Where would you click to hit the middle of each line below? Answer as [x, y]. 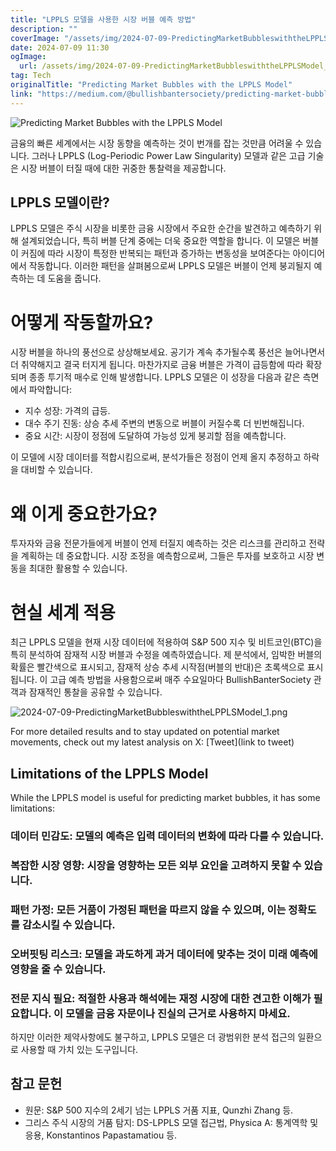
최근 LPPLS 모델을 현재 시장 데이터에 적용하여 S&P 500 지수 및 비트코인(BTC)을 [166, 642]
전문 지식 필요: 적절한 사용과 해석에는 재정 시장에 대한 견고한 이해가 [161, 998]
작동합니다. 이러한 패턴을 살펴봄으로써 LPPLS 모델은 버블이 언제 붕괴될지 [170, 266]
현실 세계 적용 [63, 612]
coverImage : [35, 38]
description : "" [44, 29]
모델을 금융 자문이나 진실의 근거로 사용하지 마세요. [177, 1013]
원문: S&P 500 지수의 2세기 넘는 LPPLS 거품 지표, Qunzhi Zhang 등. [159, 1110]
